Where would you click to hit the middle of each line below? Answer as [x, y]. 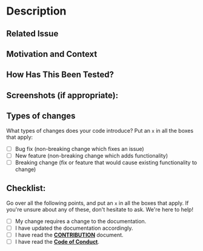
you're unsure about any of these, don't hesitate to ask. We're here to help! [100, 209]
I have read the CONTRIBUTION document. [69, 235]
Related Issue [32, 34]
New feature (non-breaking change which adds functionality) [92, 155]
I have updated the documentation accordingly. [74, 228]
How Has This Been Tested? [60, 75]
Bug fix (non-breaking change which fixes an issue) [79, 149]
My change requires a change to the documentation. [81, 221]
